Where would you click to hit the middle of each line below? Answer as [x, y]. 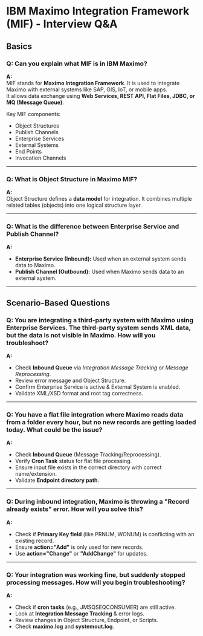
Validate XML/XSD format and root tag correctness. [79, 394]
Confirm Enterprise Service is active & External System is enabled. [98, 387]
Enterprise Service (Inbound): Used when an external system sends [101, 259]
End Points [28, 151]
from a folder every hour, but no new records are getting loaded [101, 423]
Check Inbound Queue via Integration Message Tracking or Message [101, 368]
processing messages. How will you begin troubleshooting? [96, 582]
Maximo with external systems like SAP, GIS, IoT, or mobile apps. [87, 89]
